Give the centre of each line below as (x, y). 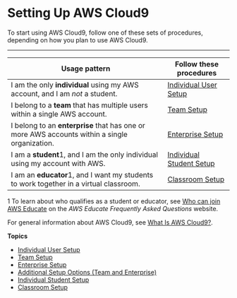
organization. (32, 143)
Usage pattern (86, 68)
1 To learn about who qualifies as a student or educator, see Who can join (114, 201)
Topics (18, 236)
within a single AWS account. (59, 114)
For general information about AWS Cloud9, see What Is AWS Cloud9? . (110, 222)
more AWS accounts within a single (69, 134)
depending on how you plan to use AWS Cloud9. (78, 40)
